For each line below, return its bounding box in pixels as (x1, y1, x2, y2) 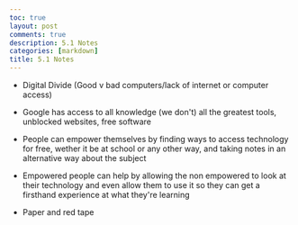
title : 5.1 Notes (9, 55, 75, 64)
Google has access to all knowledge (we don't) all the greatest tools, (22, 107, 277, 117)
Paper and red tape (22, 207, 95, 217)
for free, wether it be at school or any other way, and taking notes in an (22, 143, 286, 154)
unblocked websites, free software (22, 116, 151, 127)
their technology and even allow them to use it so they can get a (22, 180, 261, 190)
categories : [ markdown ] (9, 47, 99, 56)
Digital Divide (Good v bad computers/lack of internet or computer (22, 80, 269, 90)
